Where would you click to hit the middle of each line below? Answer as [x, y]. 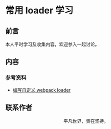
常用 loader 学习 [39, 10]
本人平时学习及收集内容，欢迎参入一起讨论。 [52, 44]
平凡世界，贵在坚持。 [86, 121]
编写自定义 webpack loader [41, 90]
